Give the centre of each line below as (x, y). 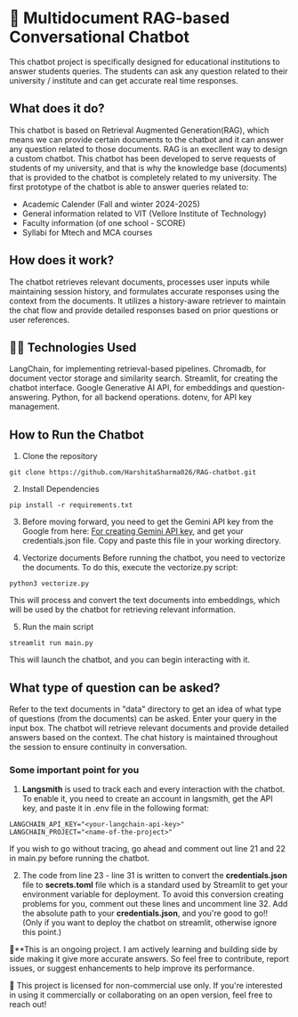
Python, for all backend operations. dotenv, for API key (152, 397)
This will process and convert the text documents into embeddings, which (145, 601)
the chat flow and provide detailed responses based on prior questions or (144, 310)
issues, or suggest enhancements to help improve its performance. (132, 968)
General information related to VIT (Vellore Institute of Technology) (144, 214)
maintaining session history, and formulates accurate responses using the (145, 291)
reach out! (28, 1005)
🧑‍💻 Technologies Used (73, 347)
